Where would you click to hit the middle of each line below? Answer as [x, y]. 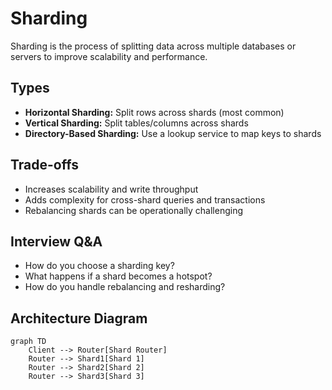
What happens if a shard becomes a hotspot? [118, 276]
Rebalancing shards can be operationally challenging [133, 210]
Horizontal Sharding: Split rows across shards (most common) [154, 112]
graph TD [28, 342]
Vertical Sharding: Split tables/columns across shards [136, 123]
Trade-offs [44, 165]
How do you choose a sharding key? [99, 266]
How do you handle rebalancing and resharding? [125, 287]
